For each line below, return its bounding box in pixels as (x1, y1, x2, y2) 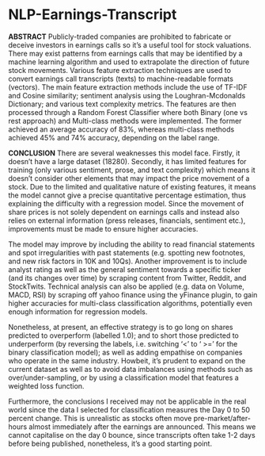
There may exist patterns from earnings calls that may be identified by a (8, 48, 243, 58)
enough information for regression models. (8, 307, 148, 316)
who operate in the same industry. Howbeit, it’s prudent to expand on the (8, 355, 246, 366)
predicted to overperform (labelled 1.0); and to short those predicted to (8, 331, 240, 340)
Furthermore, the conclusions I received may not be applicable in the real (8, 397, 247, 406)
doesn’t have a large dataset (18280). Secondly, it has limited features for (8, 156, 247, 166)
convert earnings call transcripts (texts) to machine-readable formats (8, 74, 233, 83)
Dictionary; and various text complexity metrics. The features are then (8, 99, 237, 109)
